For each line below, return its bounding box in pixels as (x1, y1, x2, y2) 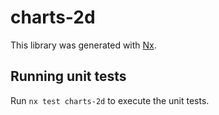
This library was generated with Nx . (10, 39, 157, 51)
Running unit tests (10, 68, 127, 85)
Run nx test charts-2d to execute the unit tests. (10, 94, 210, 106)
